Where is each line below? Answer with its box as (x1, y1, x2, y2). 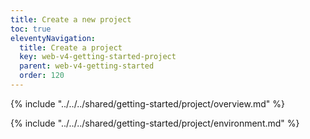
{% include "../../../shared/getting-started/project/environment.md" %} (10, 117, 300, 129)
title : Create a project (19, 42, 123, 53)
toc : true (10, 24, 52, 34)
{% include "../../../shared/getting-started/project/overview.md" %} (10, 97, 285, 110)
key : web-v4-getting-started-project (19, 52, 177, 62)
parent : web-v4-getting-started (19, 61, 155, 71)
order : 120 (19, 71, 65, 81)
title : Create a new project (10, 14, 132, 25)
